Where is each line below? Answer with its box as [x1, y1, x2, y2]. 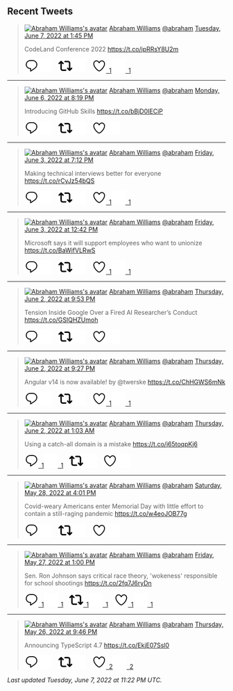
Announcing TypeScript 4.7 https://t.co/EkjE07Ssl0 [24, 641, 170, 649]
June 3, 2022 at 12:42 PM [24, 225, 98, 234]
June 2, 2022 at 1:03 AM [24, 426, 95, 434]
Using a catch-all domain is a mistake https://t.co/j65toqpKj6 [24, 439, 198, 448]
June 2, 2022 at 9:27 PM [24, 364, 96, 373]
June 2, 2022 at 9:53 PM [24, 295, 96, 303]
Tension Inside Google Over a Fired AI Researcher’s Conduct [24, 308, 198, 316]
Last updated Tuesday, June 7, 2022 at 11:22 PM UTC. [7, 676, 162, 684]
